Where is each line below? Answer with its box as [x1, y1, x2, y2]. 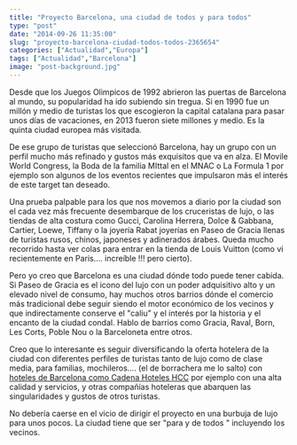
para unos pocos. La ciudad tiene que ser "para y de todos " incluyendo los [9, 418, 285, 428]
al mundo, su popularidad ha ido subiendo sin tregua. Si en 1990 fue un [9, 96, 270, 106]
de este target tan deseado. [9, 179, 111, 190]
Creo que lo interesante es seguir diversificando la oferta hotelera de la [9, 343, 270, 355]
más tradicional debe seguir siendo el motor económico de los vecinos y [9, 298, 275, 308]
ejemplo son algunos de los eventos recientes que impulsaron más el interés [9, 169, 288, 180]
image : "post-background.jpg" [9, 63, 121, 72]
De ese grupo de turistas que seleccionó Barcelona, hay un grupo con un [9, 141, 277, 152]
